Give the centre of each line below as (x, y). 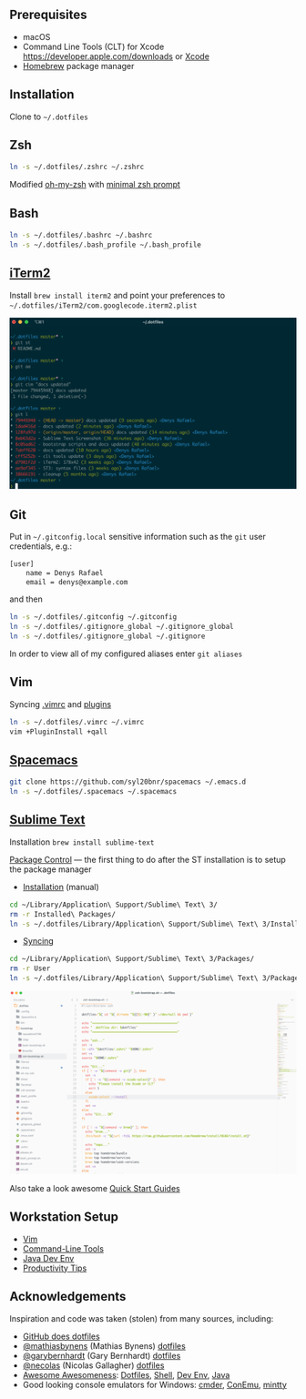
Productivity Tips (55, 1268)
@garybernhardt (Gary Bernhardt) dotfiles (102, 1355)
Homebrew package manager (78, 66)
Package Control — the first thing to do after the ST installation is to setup (148, 859)
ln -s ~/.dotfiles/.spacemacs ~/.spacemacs (93, 792)
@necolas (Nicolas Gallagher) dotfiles (93, 1365)
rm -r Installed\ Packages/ (63, 914)
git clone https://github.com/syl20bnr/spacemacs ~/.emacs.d (128, 782)
